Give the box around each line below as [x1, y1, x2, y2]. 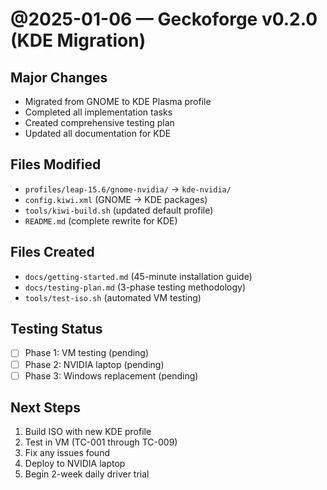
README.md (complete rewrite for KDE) [24, 214, 178, 227]
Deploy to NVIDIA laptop [24, 458, 126, 470]
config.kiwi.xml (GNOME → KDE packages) [24, 193, 208, 205]
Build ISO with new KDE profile [24, 426, 152, 438]
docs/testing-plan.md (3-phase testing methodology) [24, 281, 247, 293]
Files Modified [10, 156, 102, 173]
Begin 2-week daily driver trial [24, 468, 150, 480]
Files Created [10, 244, 95, 261]
